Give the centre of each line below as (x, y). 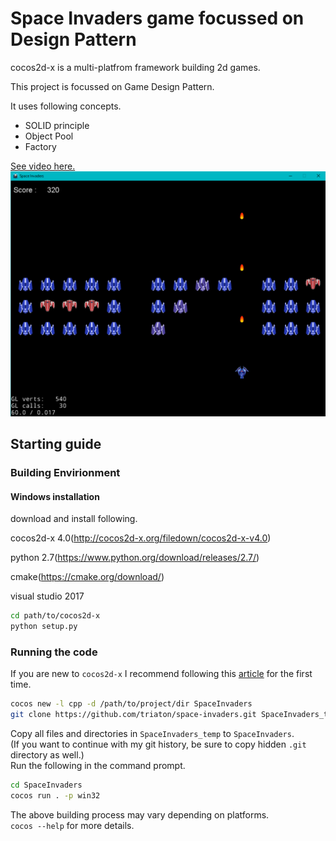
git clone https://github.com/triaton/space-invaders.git (133, 715)
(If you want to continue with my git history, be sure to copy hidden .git (158, 744)
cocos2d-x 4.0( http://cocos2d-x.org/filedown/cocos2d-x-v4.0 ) (141, 538)
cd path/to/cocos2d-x (55, 616)
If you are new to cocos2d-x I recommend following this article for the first (161, 674)
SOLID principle (57, 125)
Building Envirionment (65, 473)
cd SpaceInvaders (46, 785)
